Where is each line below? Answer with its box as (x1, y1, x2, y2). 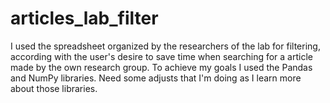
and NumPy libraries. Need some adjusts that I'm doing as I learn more (10, 72, 302, 84)
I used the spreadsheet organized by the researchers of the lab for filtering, (10, 40, 321, 52)
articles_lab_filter (10, 7, 159, 30)
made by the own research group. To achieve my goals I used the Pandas (10, 61, 313, 73)
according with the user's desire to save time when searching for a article (10, 50, 313, 62)
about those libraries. (10, 82, 98, 94)
